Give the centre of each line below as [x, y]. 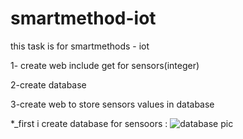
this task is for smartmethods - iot [80, 46]
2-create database [48, 84]
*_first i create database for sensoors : [89, 123]
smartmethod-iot [83, 18]
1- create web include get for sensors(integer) [105, 65]
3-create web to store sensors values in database [112, 104]
